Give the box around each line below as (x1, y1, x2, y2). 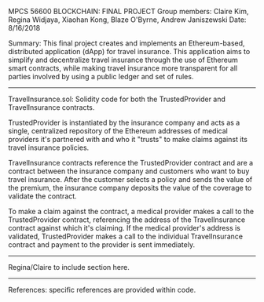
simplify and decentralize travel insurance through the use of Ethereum (8, 55, 238, 64)
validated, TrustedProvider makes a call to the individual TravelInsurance (8, 231, 244, 241)
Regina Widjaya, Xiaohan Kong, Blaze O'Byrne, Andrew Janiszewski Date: (8, 15, 247, 24)
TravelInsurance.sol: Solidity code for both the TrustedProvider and (8, 94, 226, 104)
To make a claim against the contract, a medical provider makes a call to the (8, 207, 255, 216)
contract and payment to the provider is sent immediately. (8, 240, 195, 249)
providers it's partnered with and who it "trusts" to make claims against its (8, 135, 247, 144)
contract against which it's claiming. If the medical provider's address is (8, 224, 241, 232)
